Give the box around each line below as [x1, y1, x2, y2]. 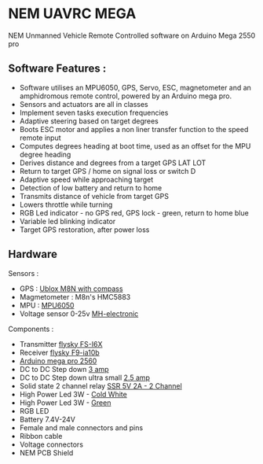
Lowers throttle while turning [19, 200, 113, 209]
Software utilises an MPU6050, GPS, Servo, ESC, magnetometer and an [19, 83, 251, 92]
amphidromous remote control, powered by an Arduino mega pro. [19, 91, 232, 101]
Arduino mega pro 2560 [19, 355, 97, 366]
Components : [8, 324, 54, 333]
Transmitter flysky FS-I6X [19, 339, 103, 348]
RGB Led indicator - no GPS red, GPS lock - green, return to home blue [19, 208, 249, 217]
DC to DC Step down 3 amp [19, 364, 109, 374]
